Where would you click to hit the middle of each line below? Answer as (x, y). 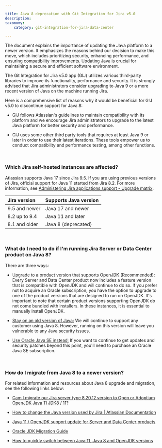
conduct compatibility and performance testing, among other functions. (83, 145)
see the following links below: (35, 388)
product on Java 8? (28, 255)
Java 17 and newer (67, 208)
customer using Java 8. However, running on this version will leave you (83, 325)
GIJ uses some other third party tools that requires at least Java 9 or (80, 135)
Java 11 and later (65, 216)
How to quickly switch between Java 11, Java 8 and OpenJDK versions (82, 441)
